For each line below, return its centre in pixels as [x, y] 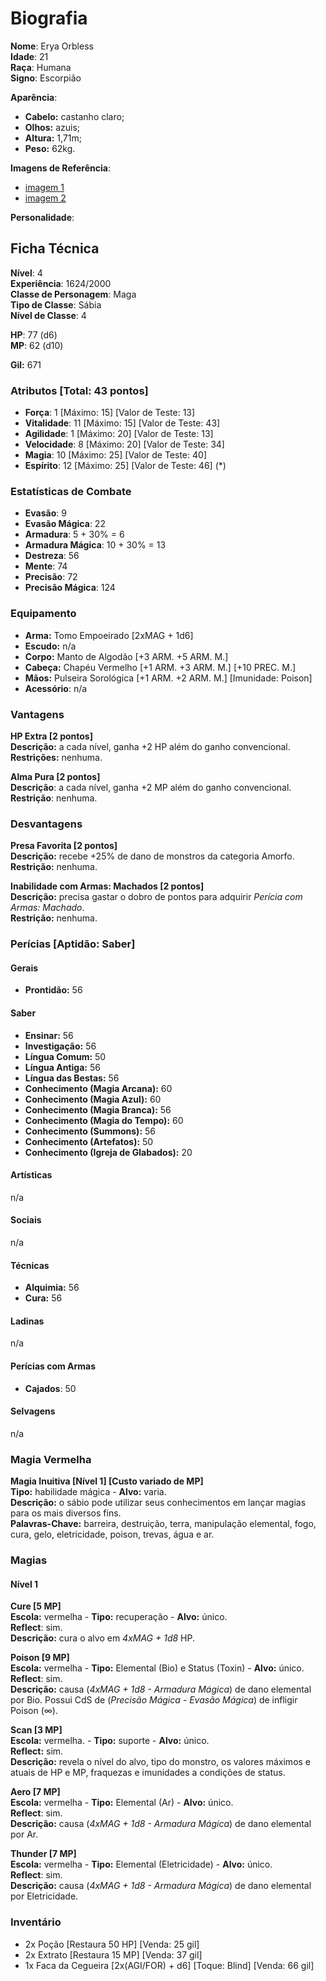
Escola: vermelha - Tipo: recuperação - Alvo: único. [119, 1617]
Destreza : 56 [52, 556]
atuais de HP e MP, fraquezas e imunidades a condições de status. [148, 1773]
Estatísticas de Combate [71, 491]
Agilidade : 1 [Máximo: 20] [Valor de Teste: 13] [119, 434]
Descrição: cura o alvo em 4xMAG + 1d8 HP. [102, 1638]
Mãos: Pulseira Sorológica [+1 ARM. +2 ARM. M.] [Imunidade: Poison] [168, 678]
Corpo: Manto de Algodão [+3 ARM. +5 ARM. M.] [126, 656]
